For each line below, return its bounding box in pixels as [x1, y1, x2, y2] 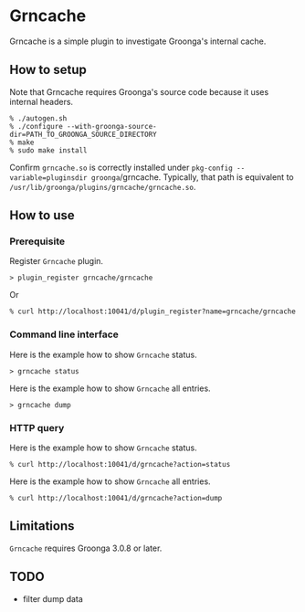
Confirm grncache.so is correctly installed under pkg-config [9, 162, 233, 173]
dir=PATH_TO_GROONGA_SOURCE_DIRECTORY [9, 130, 157, 139]
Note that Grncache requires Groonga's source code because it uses [9, 86, 269, 97]
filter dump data [22, 593, 84, 604]
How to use [9, 207, 75, 224]
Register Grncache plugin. [9, 256, 103, 267]
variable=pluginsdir [9, 173, 89, 183]
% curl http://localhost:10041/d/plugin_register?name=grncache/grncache [9, 307, 297, 316]
